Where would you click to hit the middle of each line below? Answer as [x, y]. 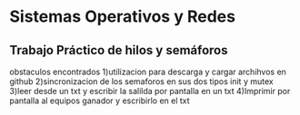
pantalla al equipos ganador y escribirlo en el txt [100, 101]
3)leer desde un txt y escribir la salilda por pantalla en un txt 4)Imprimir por [150, 91]
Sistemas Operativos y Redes [123, 17]
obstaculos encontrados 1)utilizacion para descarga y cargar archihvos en [148, 72]
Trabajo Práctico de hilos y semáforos [119, 50]
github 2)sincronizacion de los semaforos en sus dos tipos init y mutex [142, 81]
